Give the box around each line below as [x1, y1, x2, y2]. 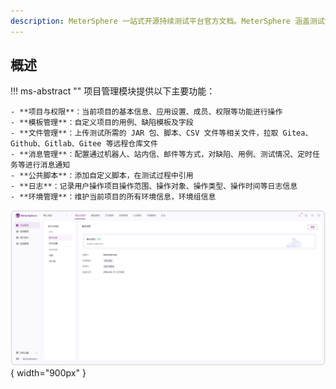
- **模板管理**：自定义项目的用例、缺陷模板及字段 [10, 118, 194, 128]
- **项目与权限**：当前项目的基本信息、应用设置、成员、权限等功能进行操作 [10, 107, 283, 117]
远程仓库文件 [113, 139, 158, 149]
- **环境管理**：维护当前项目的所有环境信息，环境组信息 [10, 192, 217, 202]
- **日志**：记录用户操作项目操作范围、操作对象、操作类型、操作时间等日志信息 [10, 181, 298, 192]
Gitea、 [282, 128, 313, 139]
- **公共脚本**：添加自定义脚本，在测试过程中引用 [10, 171, 194, 181]
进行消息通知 [24, 160, 71, 170]
